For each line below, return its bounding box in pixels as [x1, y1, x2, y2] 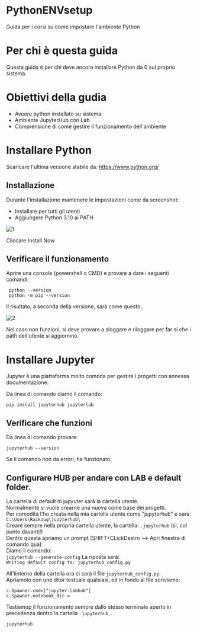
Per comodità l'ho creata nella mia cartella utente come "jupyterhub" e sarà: [6, 510, 191, 517]
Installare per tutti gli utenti [14, 207, 80, 215]
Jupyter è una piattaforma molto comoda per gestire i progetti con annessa [6, 373, 189, 380]
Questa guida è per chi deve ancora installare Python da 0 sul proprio [6, 63, 176, 71]
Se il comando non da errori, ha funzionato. [6, 456, 112, 463]
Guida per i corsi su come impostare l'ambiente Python [6, 23, 140, 30]
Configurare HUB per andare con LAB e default [6, 472, 182, 483]
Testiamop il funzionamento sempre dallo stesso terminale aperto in [6, 603, 172, 610]
